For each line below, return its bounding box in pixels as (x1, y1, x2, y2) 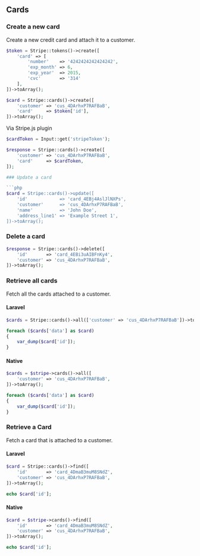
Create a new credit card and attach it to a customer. (6, 36, 136, 44)
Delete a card (6, 232, 46, 241)
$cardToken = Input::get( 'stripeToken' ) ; (6, 136, 111, 142)
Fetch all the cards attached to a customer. (6, 290, 111, 297)
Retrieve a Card (6, 423, 52, 431)
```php (6, 185, 23, 191)
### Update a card (6, 174, 52, 181)
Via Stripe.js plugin (6, 125, 52, 132)
